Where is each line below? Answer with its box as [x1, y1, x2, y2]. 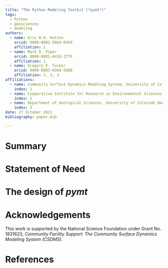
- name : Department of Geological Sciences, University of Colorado [9, 101, 155, 106]
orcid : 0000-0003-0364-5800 [14, 68, 72, 73]
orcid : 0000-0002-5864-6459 [14, 40, 72, 45]
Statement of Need [5, 163, 85, 175]
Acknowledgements [5, 209, 91, 220]
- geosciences [9, 21, 39, 27]
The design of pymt [5, 186, 88, 198]
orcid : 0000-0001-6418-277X [14, 54, 72, 59]
